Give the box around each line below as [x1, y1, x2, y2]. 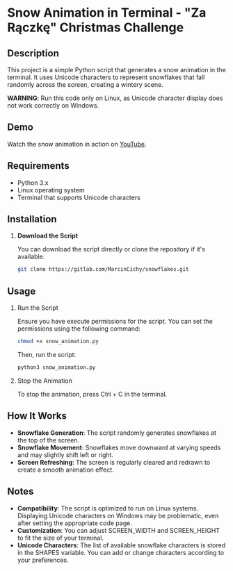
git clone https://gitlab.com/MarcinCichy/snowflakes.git [17, 266, 189, 273]
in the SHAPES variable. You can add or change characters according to [17, 548, 225, 556]
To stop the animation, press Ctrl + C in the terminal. [17, 390, 168, 398]
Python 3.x [17, 179, 49, 187]
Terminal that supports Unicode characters [17, 193, 140, 201]
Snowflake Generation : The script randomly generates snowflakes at [17, 429, 217, 437]
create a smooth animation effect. [17, 465, 115, 474]
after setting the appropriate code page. [17, 519, 132, 527]
